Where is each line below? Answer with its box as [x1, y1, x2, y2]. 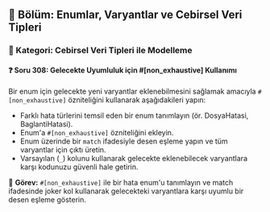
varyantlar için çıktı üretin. [19, 144, 106, 154]
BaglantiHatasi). [19, 118, 73, 129]
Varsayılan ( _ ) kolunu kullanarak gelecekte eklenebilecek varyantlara [19, 153, 248, 163]
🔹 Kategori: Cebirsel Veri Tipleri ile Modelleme [8, 45, 193, 56]
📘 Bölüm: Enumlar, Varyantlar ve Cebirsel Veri [8, 8, 243, 22]
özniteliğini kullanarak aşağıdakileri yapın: [68, 94, 206, 105]
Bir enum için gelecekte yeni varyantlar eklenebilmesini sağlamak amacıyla [8, 86, 256, 96]
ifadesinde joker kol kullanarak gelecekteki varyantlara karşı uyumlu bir [8, 186, 244, 196]
